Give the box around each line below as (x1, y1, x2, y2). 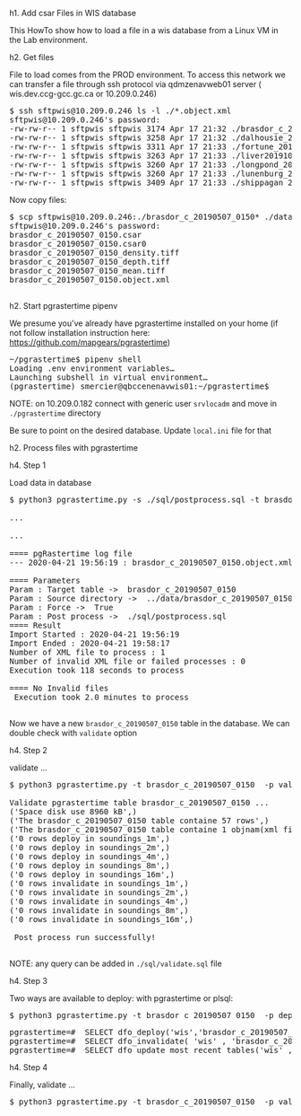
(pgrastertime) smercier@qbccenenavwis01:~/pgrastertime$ (9, 382, 270, 391)
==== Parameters (9, 576, 81, 585)
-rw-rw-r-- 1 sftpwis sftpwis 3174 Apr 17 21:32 (9, 124, 227, 134)
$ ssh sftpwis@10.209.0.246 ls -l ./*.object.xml (9, 106, 232, 116)
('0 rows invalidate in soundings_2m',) (9, 888, 190, 897)
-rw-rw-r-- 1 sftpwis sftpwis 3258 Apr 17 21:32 (9, 133, 227, 143)
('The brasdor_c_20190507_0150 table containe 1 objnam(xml (9, 825, 279, 834)
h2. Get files (9, 52, 55, 62)
